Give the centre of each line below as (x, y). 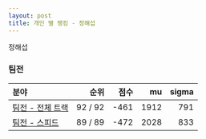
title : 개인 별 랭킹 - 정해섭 (52, 23)
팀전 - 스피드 (36, 122)
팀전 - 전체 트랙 (40, 107)
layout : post (30, 16)
